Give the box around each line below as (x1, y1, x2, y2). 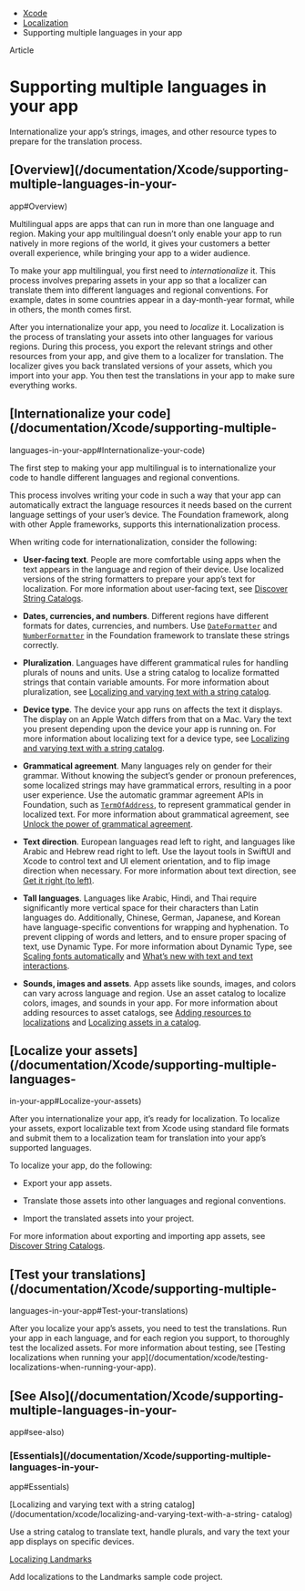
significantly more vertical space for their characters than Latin (22, 902, 259, 913)
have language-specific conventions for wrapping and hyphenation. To (22, 921, 290, 933)
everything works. (9, 379, 77, 390)
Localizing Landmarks (9, 1554, 93, 1565)
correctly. (22, 639, 59, 650)
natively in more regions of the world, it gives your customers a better (9, 237, 271, 249)
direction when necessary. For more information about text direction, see (22, 865, 297, 876)
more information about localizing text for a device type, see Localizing (22, 733, 290, 744)
